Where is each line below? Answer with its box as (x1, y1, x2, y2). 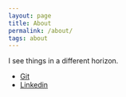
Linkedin (19, 80, 49, 90)
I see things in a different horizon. (8, 56, 119, 66)
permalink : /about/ (8, 26, 73, 34)
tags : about (8, 34, 48, 42)
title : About (8, 19, 52, 27)
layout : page (8, 11, 52, 20)
